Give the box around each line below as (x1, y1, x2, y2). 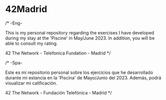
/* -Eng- (5, 20, 23, 26)
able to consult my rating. (5, 40, 58, 46)
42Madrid (5, 3, 48, 15)
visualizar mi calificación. (5, 80, 58, 86)
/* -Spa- (5, 59, 23, 65)
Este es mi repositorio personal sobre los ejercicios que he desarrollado (5, 69, 153, 75)
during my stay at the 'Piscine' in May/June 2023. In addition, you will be (5, 35, 155, 41)
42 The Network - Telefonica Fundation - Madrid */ (5, 50, 111, 56)
